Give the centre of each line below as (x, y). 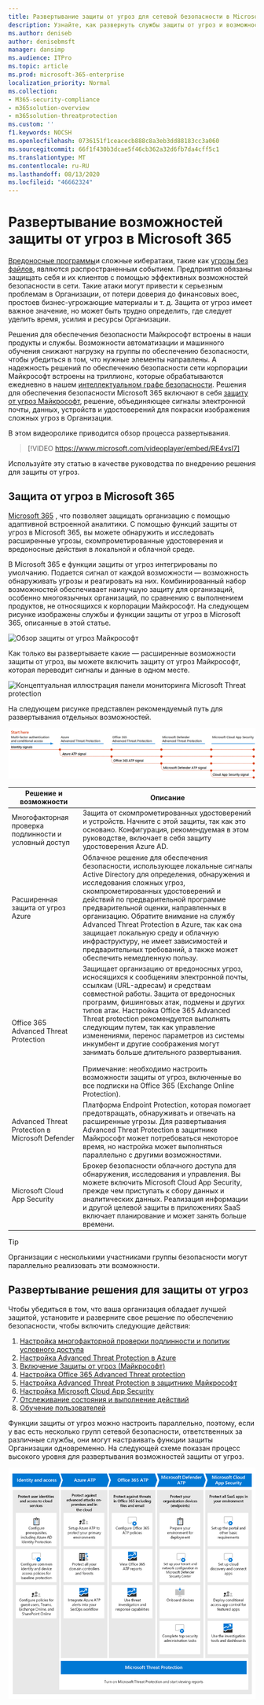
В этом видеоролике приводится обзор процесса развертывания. (119, 433)
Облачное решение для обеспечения (145, 858)
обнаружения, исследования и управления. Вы (161, 1174)
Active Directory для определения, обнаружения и (166, 874)
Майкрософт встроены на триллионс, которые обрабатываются (116, 377)
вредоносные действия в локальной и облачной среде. (101, 549)
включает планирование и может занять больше (164, 1216)
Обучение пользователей (62, 1408)
